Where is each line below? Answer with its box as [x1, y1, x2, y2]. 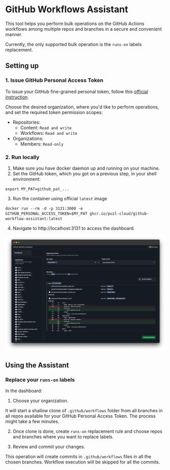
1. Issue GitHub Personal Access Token [5, 77, 103, 84]
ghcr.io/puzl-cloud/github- [89, 211, 149, 216]
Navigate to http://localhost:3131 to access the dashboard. [12, 225, 135, 231]
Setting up [5, 61, 39, 70]
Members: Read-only [20, 140, 64, 147]
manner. [5, 31, 23, 37]
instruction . [5, 93, 29, 100]
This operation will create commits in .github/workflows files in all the [5, 454, 152, 460]
